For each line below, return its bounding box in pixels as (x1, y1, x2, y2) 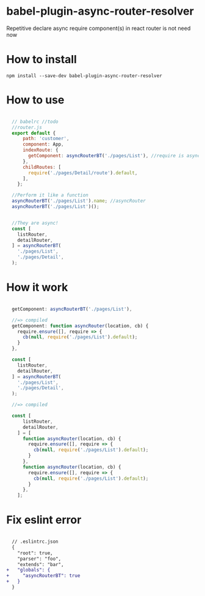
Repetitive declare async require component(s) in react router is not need (6, 24, 191, 32)
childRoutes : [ (22, 164, 62, 170)
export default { (12, 130, 56, 136)
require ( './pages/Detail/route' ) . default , (28, 169, 138, 176)
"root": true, (17, 549, 53, 556)
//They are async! (12, 220, 59, 226)
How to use (6, 93, 65, 107)
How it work (6, 280, 68, 294)
